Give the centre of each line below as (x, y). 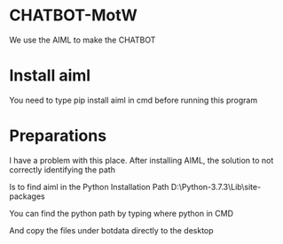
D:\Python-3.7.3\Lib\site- (216, 187)
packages (28, 196)
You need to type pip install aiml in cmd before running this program (134, 100)
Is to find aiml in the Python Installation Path (89, 187)
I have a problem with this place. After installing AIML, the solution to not (141, 160)
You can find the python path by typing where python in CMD (121, 213)
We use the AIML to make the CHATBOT (83, 40)
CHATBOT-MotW (73, 15)
